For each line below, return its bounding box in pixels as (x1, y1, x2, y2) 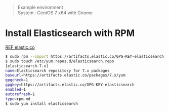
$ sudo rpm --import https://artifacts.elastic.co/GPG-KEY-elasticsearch (5, 54, 164, 59)
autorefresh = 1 (5, 91, 35, 97)
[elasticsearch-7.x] (5, 63, 49, 68)
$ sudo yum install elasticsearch (5, 101, 78, 106)
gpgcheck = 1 (5, 78, 28, 83)
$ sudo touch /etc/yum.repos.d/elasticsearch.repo (5, 58, 114, 64)
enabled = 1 (5, 87, 26, 92)
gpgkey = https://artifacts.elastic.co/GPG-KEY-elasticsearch (5, 82, 135, 88)
